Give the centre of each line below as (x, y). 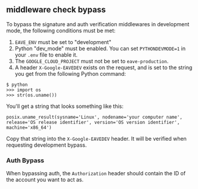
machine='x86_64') (29, 128)
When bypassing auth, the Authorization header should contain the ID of (96, 173)
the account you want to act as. (45, 180)
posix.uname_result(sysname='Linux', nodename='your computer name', (95, 117)
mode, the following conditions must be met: (61, 30)
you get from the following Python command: (70, 73)
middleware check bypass (56, 10)
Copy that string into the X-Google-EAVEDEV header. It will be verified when (96, 138)
